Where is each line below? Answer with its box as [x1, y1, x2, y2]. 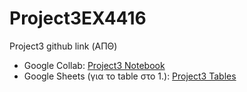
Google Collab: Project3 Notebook [23, 59, 166, 71]
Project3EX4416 [9, 7, 147, 30]
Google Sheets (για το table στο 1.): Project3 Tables [23, 70, 237, 82]
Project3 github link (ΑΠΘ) [9, 40, 118, 52]
